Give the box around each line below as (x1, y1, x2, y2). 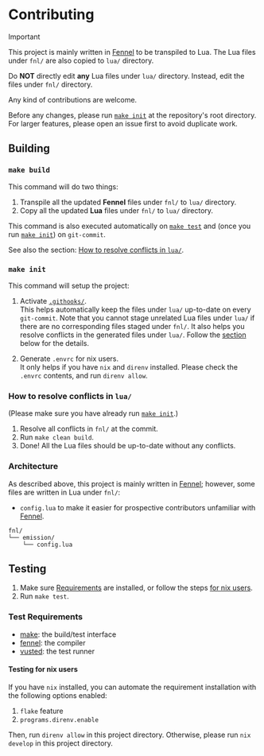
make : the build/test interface (19, 630, 117, 639)
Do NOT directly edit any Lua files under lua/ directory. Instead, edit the (8, 71, 245, 80)
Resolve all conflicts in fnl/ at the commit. (19, 424, 159, 434)
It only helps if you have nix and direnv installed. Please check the (19, 362, 239, 371)
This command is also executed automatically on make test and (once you (8, 221, 251, 231)
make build (8, 165, 50, 175)
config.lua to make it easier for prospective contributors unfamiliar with (19, 502, 256, 512)
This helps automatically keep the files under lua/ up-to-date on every (19, 304, 252, 314)
